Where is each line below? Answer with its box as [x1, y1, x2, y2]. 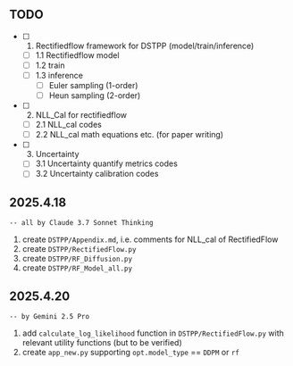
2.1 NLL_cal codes [35, 120, 103, 130]
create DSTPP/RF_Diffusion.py [21, 254, 132, 264]
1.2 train [35, 60, 65, 71]
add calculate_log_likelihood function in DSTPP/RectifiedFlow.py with [21, 328, 284, 338]
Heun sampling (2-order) [48, 90, 141, 101]
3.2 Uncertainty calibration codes [35, 169, 159, 179]
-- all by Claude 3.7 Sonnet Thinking [9, 219, 154, 228]
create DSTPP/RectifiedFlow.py [21, 244, 137, 254]
